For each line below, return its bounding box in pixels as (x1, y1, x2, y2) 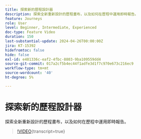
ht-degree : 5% (5, 75, 34, 80)
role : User (5, 20, 27, 26)
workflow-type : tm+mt (5, 66, 49, 71)
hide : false (5, 52, 29, 57)
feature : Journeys (5, 16, 42, 21)
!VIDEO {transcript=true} (17, 128, 66, 134)
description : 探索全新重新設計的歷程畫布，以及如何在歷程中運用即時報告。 (5, 12, 139, 17)
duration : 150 (5, 35, 34, 39)
